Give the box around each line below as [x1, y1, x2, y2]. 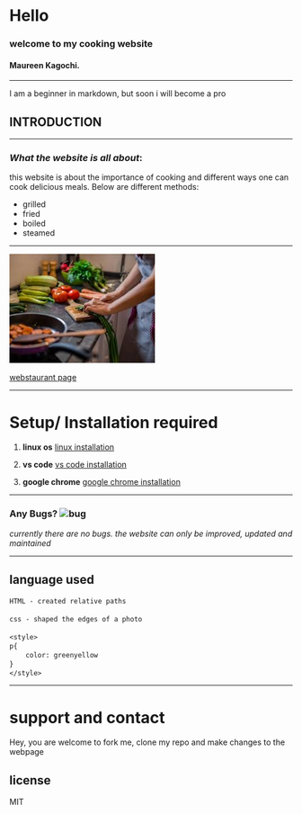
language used [9, 572, 94, 587]
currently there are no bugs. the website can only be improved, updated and [9, 528, 293, 539]
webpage [9, 747, 45, 757]
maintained [9, 537, 51, 549]
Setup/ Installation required [9, 412, 218, 433]
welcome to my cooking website [9, 38, 154, 50]
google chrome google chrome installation [22, 477, 182, 488]
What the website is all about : [9, 152, 143, 165]
